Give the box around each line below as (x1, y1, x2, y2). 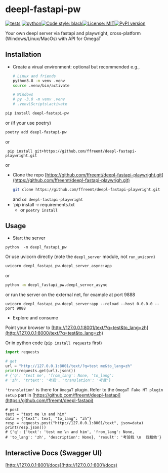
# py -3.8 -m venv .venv (12, 97, 65, 102)
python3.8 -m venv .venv (12, 78, 65, 83)
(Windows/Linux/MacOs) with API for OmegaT (5, 35, 102, 42)
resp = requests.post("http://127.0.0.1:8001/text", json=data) (5, 421, 144, 426)
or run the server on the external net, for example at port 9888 (5, 292, 136, 298)
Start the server (12, 235, 46, 241)
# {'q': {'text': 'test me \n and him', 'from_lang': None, (5, 429, 135, 434)
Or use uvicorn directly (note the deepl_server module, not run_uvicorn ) (5, 253, 155, 260)
